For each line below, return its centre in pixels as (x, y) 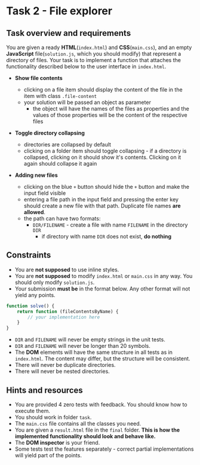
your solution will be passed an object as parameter (87, 102)
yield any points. (35, 295)
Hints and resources (45, 390)
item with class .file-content (60, 96)
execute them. (33, 411)
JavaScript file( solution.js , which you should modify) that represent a (94, 54)
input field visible (45, 193)
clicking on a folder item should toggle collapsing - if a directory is (105, 151)
